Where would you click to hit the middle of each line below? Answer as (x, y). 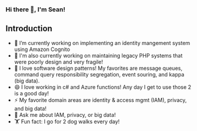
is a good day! (31, 93)
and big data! (30, 108)
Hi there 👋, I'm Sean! (36, 9)
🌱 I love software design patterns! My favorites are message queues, (98, 68)
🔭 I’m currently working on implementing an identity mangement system (102, 43)
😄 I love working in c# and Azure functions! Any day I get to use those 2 (103, 87)
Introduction (29, 29)
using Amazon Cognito (42, 49)
